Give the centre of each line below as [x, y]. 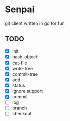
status [19, 85]
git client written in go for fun [35, 23]
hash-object [25, 57]
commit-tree [25, 74]
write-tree [23, 68]
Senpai [20, 9]
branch [20, 108]
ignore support [28, 91]
